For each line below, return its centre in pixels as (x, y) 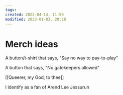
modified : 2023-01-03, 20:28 (36, 19)
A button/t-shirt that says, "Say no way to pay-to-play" (62, 58)
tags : (11, 10)
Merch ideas (32, 44)
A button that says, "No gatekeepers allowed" (52, 68)
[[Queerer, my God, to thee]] (35, 77)
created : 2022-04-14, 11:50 (35, 15)
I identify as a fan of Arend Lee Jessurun (47, 87)
